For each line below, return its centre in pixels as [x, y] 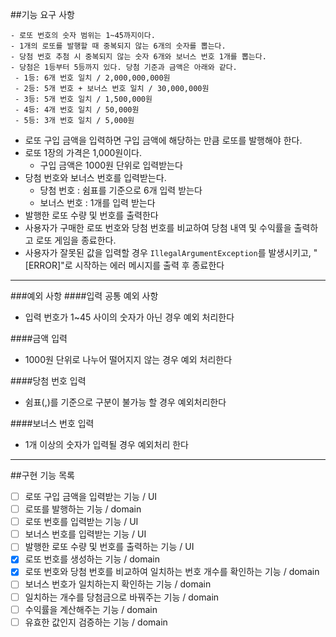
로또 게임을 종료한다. [76, 240]
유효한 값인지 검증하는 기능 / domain [96, 622]
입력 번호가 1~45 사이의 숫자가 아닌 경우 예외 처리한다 [129, 317]
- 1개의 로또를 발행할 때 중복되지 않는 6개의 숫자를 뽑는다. [118, 46]
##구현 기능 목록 [42, 475]
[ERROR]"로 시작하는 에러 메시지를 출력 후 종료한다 [124, 265]
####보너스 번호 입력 [52, 423]
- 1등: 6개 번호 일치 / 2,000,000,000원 [92, 78]
